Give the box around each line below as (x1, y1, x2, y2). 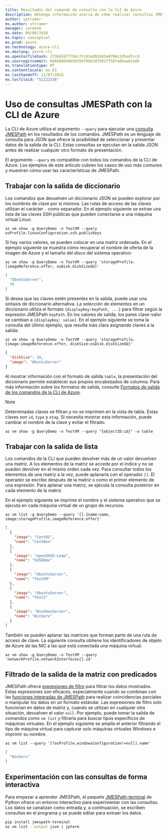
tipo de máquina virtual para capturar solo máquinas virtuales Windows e (5, 726, 156, 732)
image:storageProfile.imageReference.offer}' (5, 516, 101, 521)
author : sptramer (5, 16, 41, 21)
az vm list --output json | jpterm (5, 824, 79, 829)
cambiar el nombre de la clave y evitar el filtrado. (5, 419, 106, 425)
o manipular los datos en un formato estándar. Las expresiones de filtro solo (5, 699, 162, 705)
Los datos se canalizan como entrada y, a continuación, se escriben (5, 804, 145, 810)
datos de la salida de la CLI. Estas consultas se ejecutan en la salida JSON (5, 141, 158, 147)
